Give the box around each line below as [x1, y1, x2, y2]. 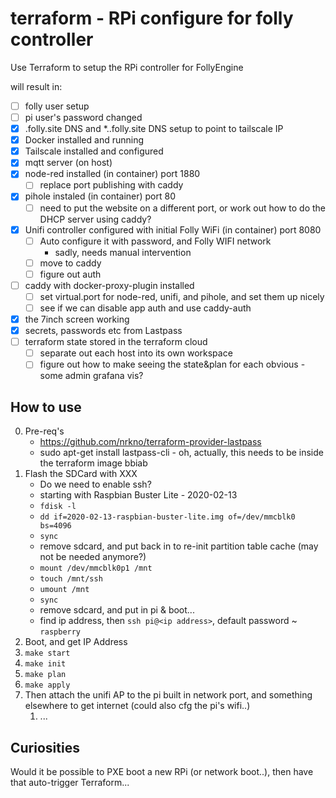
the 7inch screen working [24, 313, 130, 325]
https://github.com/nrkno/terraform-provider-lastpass [39, 436, 262, 448]
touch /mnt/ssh [39, 574, 103, 584]
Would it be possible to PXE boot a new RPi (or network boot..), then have [10, 765, 314, 777]
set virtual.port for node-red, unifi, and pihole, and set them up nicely [39, 290, 325, 302]
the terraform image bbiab [39, 457, 148, 469]
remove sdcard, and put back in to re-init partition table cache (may [39, 540, 319, 552]
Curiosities [10, 739, 80, 756]
